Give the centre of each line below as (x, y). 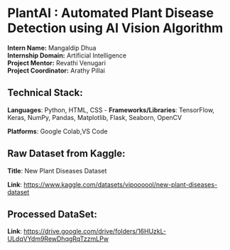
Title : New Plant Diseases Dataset (57, 170)
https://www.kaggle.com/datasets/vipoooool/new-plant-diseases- (121, 184)
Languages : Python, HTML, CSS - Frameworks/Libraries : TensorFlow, (111, 110)
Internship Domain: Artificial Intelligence (67, 55)
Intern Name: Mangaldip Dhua (52, 48)
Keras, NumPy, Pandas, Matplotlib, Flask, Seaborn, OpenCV (95, 117)
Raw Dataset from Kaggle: (66, 154)
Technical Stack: (45, 93)
